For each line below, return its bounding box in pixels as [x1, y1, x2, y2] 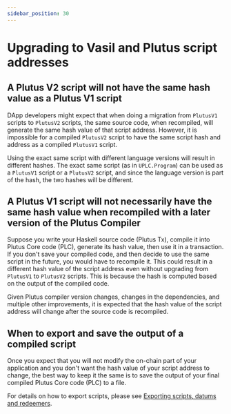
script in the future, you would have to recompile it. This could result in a [7, 257, 213, 266]
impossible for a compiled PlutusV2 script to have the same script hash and [7, 132, 221, 141]
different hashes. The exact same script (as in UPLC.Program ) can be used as [7, 161, 223, 169]
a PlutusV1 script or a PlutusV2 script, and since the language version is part [7, 168, 224, 177]
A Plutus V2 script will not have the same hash [7, 82, 210, 94]
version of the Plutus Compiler [7, 217, 141, 229]
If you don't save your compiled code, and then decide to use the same [7, 250, 210, 259]
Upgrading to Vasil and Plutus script [7, 39, 218, 55]
